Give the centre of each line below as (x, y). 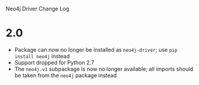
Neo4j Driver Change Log (38, 9)
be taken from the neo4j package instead (66, 75)
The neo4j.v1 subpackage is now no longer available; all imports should (104, 69)
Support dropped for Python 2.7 (54, 62)
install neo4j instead (42, 56)
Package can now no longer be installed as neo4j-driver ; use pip (96, 49)
